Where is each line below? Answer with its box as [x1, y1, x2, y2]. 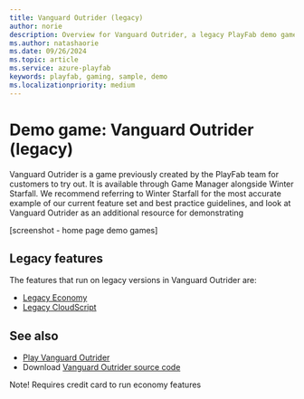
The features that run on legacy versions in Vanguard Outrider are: [9, 275, 258, 286]
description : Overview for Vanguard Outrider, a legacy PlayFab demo [9, 30, 278, 39]
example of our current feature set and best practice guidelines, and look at [9, 197, 291, 208]
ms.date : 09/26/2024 [9, 47, 88, 56]
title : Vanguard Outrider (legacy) [9, 13, 144, 23]
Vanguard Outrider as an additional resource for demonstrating [9, 207, 244, 218]
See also [9, 328, 59, 344]
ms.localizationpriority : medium [9, 81, 136, 90]
